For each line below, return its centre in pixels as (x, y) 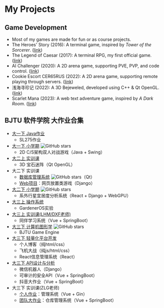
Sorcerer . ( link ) (27, 50)
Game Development (36, 28)
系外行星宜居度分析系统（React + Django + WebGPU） (75, 195)
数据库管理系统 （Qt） (57, 177)
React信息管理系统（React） (48, 256)
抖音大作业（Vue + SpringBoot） (53, 281)
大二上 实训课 (26, 158)
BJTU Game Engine (39, 232)
